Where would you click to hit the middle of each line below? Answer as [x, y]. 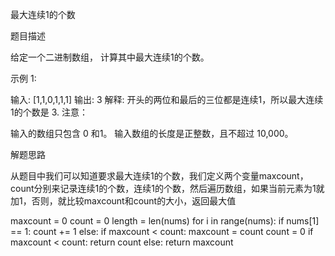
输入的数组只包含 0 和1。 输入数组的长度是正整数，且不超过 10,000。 [152, 133]
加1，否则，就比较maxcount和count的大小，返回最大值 [123, 201]
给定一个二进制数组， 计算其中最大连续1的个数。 [110, 57]
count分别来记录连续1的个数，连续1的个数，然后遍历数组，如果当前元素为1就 [167, 188]
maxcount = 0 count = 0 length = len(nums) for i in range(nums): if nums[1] [165, 221]
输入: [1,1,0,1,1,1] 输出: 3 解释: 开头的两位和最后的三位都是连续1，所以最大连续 [167, 99]
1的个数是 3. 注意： [49, 112]
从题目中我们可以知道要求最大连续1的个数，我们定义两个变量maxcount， [159, 176]
